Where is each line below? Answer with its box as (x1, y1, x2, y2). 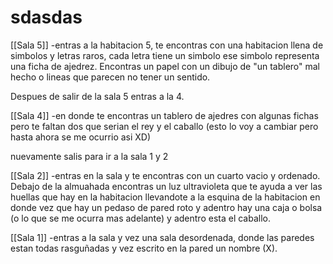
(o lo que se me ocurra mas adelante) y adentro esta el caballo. (10, 212, 271, 224)
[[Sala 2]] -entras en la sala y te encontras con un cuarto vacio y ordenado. (10, 169, 321, 181)
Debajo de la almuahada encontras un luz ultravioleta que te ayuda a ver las (10, 180, 323, 192)
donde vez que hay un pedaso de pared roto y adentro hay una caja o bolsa (10, 201, 323, 213)
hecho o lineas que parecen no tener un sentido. (10, 71, 211, 83)
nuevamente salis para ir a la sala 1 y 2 (10, 150, 169, 162)
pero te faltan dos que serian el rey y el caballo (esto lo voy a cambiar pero (10, 120, 319, 132)
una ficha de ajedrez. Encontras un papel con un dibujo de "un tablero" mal (10, 60, 321, 72)
